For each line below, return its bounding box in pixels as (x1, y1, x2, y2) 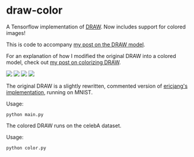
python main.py (6, 111, 44, 117)
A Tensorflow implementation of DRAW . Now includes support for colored (6, 23, 186, 30)
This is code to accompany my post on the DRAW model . (6, 41, 145, 48)
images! (6, 29, 26, 36)
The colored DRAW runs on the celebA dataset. (6, 122, 122, 129)
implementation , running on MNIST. (6, 88, 93, 95)
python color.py (6, 145, 46, 151)
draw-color (6, 4, 63, 17)
